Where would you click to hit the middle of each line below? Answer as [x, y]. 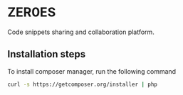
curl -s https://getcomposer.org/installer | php [83, 84]
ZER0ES [32, 12]
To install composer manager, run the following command [92, 71]
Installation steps [47, 54]
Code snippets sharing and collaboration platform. [81, 32]
